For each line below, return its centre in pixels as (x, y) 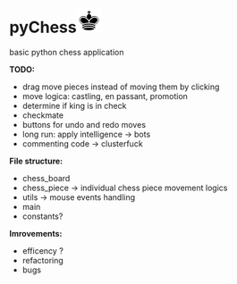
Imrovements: (36, 233)
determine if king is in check (74, 105)
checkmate (43, 115)
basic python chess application (67, 52)
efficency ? (43, 251)
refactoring (43, 260)
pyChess (43, 27)
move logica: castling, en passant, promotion (105, 96)
